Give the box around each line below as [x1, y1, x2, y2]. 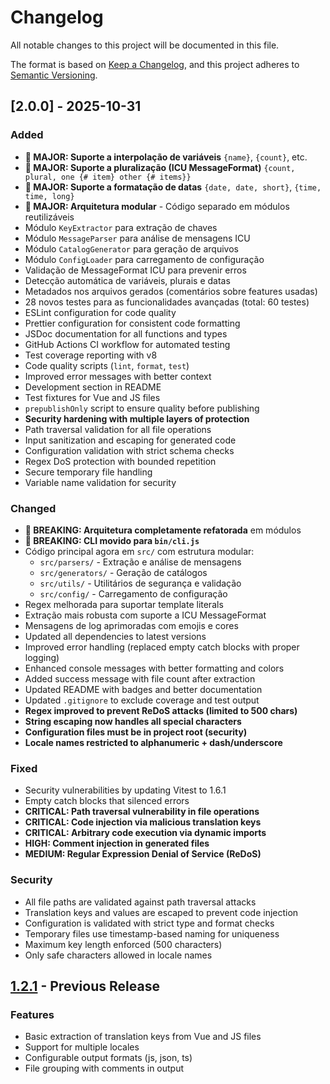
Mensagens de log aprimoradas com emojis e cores [24, 619, 239, 631]
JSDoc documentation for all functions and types [24, 327, 228, 340]
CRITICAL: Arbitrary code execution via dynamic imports [24, 827, 267, 839]
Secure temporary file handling [24, 466, 153, 478]
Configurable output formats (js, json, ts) [24, 1052, 193, 1064]
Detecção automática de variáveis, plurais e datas [24, 274, 231, 286]
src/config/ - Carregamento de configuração [39, 587, 228, 600]
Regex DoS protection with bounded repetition [24, 455, 217, 467]
